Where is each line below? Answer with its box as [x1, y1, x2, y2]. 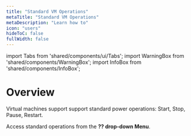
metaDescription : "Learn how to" [6, 20, 89, 25]
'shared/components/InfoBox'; [6, 65, 81, 72]
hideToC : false [6, 31, 44, 37]
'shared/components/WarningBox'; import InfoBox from [6, 59, 142, 66]
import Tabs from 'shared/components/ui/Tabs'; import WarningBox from [6, 53, 184, 59]
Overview [6, 86, 55, 99]
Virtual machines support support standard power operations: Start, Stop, [6, 105, 186, 112]
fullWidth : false [6, 36, 49, 42]
